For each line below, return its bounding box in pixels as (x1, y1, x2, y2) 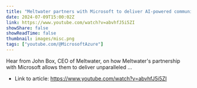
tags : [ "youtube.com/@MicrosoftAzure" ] (6, 42, 104, 48)
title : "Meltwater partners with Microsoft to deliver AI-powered (6, 8, 172, 15)
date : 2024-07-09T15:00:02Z (6, 14, 75, 20)
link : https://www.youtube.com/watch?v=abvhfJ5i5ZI (6, 19, 135, 25)
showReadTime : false (6, 31, 57, 36)
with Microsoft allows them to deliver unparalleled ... (6, 63, 133, 70)
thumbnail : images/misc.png (6, 36, 75, 42)
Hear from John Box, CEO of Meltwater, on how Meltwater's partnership (6, 57, 181, 65)
